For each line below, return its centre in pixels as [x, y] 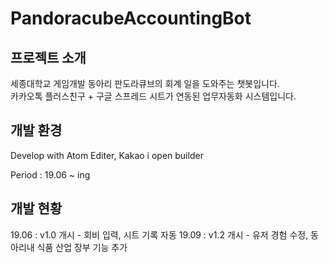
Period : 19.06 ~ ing [50, 174]
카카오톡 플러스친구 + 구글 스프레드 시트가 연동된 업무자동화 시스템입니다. [153, 96]
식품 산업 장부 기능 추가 [82, 247]
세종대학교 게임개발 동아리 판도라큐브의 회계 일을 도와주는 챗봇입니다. [145, 83]
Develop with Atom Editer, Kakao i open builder [107, 155]
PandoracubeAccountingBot [131, 18]
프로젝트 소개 [48, 57]
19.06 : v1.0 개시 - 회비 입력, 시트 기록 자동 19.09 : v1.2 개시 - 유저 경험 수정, [159, 234]
